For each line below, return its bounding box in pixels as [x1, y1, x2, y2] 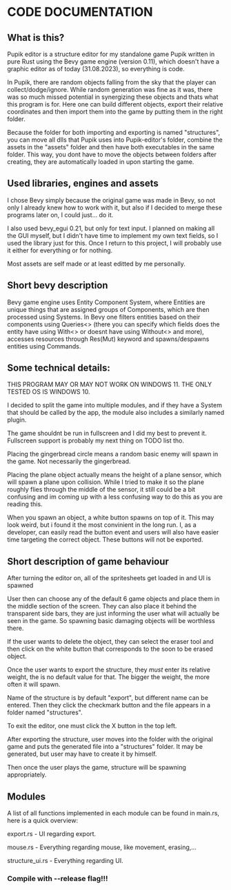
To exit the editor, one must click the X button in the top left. [7, 722, 177, 730]
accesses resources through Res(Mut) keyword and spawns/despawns [7, 335, 210, 343]
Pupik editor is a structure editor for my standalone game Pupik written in [7, 50, 215, 58]
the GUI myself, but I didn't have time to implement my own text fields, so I [7, 231, 219, 239]
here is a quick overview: [7, 817, 78, 825]
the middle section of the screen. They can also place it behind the [7, 602, 197, 611]
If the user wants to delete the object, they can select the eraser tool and [7, 638, 214, 646]
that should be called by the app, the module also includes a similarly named [7, 409, 225, 417]
